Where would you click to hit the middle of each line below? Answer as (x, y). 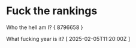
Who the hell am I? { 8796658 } (45, 27)
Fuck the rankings (52, 11)
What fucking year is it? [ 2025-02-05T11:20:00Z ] (68, 39)
